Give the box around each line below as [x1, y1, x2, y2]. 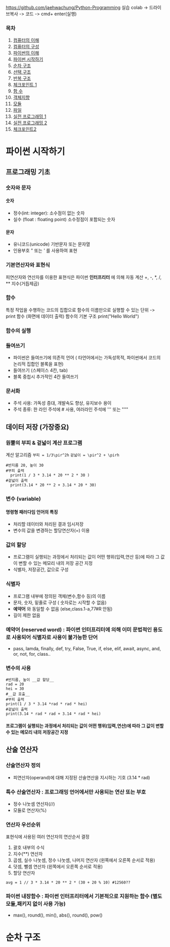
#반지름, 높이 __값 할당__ [6, 678, 54, 683]
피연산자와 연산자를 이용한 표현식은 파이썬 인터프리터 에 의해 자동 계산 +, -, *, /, [6, 274, 161, 280]
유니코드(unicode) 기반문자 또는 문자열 [13, 241, 91, 248]
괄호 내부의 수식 [13, 844, 45, 850]
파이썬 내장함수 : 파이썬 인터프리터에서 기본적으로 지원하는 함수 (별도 [6, 893, 162, 900]
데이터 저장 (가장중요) [6, 422, 69, 431]
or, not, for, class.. [13, 651, 51, 657]
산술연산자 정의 [6, 762, 41, 769]
